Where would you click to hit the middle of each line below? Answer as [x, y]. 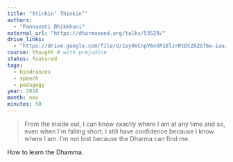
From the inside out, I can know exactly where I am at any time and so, [124, 124]
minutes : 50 [24, 104]
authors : [20, 20]
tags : [15, 65]
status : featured [32, 59]
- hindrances [32, 72]
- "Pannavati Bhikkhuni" [49, 26]
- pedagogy [29, 85]
